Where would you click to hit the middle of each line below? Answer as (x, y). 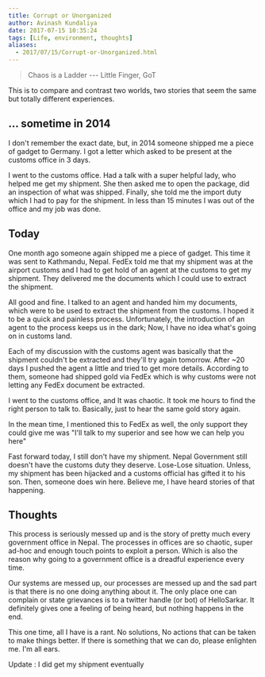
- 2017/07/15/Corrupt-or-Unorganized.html (86, 52)
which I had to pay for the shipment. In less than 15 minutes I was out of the (132, 200)
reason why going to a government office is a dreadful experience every (126, 560)
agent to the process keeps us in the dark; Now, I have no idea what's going (132, 327)
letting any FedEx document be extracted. (77, 385)
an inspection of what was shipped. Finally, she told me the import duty (125, 192)
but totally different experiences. (61, 99)
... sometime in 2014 (60, 124)
